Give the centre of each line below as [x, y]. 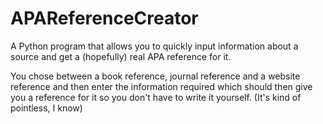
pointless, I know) [46, 108]
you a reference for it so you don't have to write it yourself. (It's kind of [156, 97]
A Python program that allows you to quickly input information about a [154, 46]
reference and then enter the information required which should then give [161, 86]
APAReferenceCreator [104, 18]
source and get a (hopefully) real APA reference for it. [121, 56]
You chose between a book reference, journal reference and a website [155, 76]
